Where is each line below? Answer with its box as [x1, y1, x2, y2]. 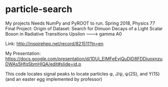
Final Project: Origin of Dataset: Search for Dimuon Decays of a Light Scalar [5, 25, 163, 31]
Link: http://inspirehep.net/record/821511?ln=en [5, 40, 104, 46]
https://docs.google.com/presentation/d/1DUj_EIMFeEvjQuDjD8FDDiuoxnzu [5, 55, 163, 61]
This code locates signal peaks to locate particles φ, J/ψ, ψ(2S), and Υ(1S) [5, 70, 160, 76]
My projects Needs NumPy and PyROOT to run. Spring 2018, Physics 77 [5, 20, 155, 26]
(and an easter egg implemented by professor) [5, 76, 103, 82]
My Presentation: [5, 50, 41, 56]
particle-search [5, 4, 72, 15]
